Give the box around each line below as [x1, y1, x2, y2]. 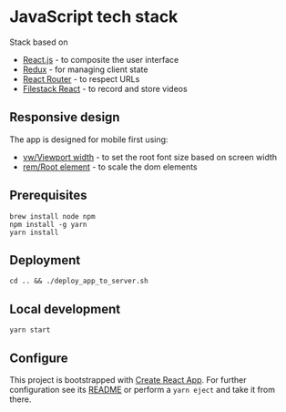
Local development [9, 301, 121, 316]
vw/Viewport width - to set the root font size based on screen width [22, 151, 278, 162]
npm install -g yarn [9, 220, 88, 229]
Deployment [9, 252, 81, 268]
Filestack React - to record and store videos [22, 83, 189, 94]
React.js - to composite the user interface [22, 54, 179, 65]
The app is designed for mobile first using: [9, 134, 169, 145]
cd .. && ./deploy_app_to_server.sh [9, 276, 148, 286]
